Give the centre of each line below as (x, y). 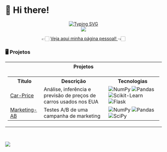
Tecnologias (132, 81)
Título (24, 81)
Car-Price (22, 95)
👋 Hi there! (27, 10)
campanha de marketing (72, 116)
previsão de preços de (70, 95)
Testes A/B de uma (66, 110)
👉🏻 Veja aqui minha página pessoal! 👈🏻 (83, 38)
